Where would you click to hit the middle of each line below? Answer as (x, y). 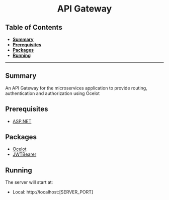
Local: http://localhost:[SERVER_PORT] (53, 192)
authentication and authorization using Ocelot (53, 93)
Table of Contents (34, 27)
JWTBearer (24, 154)
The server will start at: (29, 182)
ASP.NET (22, 121)
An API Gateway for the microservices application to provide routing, (76, 88)
